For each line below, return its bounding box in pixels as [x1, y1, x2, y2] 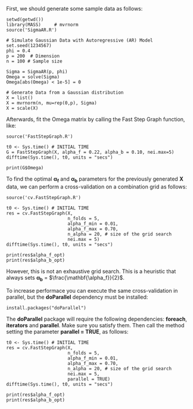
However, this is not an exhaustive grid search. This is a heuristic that [6, 268, 176, 275]
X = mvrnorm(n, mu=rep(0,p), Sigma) [6, 100, 97, 106]
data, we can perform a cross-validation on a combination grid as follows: [6, 183, 188, 190]
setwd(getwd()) [6, 17, 44, 23]
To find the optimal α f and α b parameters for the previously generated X [6, 175, 183, 184]
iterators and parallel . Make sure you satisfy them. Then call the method [6, 321, 185, 329]
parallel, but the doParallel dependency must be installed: [6, 293, 148, 300]
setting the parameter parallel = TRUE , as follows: [6, 328, 129, 335]
